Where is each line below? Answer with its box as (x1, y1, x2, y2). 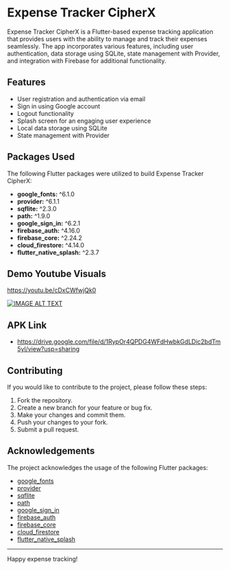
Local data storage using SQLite (16, 123, 107, 132)
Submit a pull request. (16, 425, 79, 434)
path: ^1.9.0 (16, 211, 51, 220)
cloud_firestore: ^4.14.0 (16, 241, 84, 249)
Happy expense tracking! (7, 554, 78, 563)
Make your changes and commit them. (16, 411, 126, 419)
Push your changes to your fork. (16, 418, 108, 426)
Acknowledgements (7, 445, 95, 457)
